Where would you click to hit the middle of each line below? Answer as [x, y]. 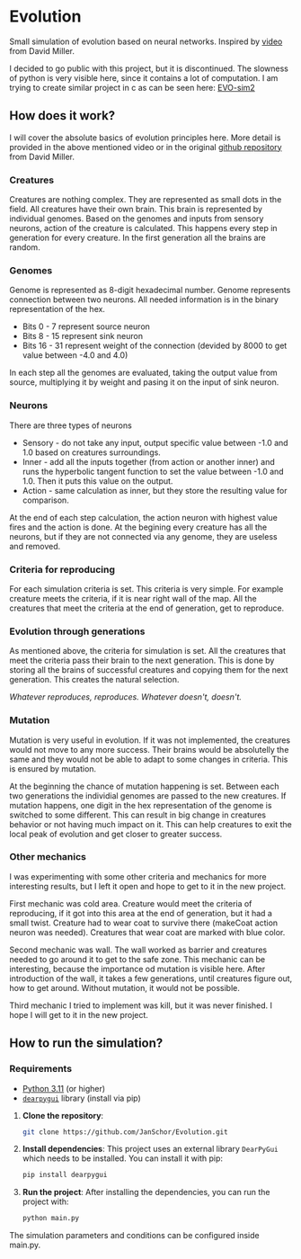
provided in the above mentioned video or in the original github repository [146, 147]
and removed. [35, 546]
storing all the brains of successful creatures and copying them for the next [149, 670]
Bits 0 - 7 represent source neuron [86, 326]
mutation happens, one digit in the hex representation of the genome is [141, 805]
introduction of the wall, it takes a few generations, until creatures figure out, [151, 978]
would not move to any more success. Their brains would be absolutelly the [149, 749]
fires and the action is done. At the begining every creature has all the [138, 527]
